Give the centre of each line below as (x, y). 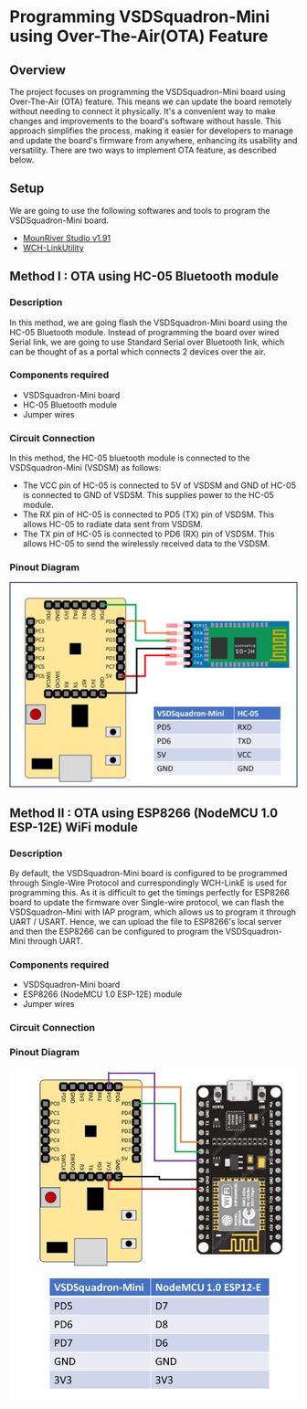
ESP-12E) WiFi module (74, 827)
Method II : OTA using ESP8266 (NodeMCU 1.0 (144, 813)
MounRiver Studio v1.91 (67, 238)
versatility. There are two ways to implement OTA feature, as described (143, 150)
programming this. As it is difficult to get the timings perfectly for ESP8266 (150, 892)
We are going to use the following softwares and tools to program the (140, 210)
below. (22, 160)
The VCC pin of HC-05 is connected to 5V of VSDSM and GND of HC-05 (159, 485)
